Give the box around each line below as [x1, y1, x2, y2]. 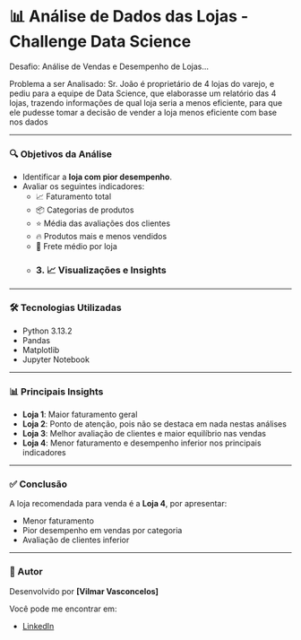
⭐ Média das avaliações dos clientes [35, 218, 171, 229]
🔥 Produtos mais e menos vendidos [35, 231, 168, 242]
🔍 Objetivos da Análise [9, 148, 113, 160]
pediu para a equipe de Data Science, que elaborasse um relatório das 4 [9, 88, 277, 99]
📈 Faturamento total [35, 191, 112, 202]
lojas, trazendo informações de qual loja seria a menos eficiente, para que [9, 97, 283, 108]
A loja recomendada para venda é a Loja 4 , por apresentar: [9, 498, 228, 509]
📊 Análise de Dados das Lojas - [9, 6, 249, 27]
